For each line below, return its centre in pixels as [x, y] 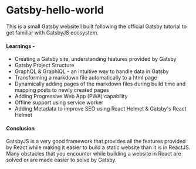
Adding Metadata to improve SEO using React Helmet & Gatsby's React [100, 109]
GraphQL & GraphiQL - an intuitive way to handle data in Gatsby [92, 71]
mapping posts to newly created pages [62, 90]
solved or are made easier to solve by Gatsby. [61, 160]
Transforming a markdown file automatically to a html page [86, 78]
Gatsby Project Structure [44, 65]
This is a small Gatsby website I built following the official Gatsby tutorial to [96, 26]
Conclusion [21, 128]
